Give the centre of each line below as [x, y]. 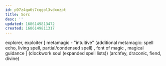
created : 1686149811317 [30, 28]
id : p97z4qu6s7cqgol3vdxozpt [36, 10]
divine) [12, 58]
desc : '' [14, 19]
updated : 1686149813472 [30, 24]
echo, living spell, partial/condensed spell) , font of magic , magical [74, 48]
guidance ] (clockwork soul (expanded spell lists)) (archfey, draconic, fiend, [83, 53]
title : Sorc [18, 14]
